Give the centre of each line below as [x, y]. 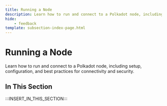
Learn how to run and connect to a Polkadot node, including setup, [74, 66]
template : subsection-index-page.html [45, 28]
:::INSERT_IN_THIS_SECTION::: [37, 99]
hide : [11, 19]
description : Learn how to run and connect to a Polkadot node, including [84, 14]
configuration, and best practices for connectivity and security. [70, 71]
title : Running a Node [29, 10]
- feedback [25, 23]
